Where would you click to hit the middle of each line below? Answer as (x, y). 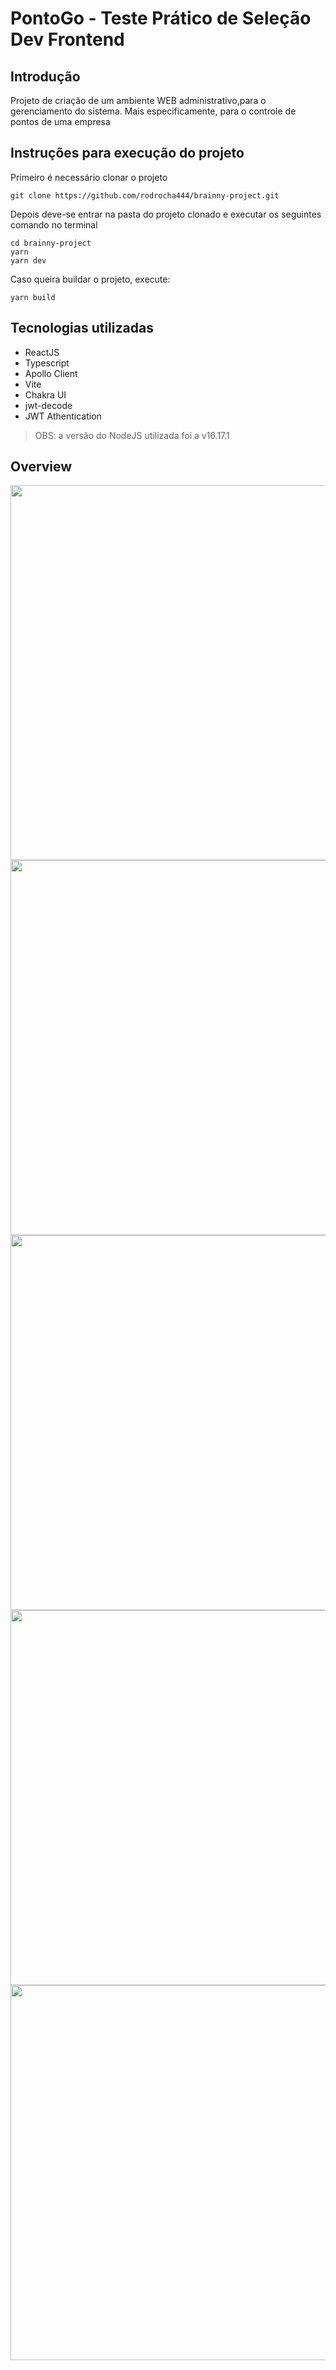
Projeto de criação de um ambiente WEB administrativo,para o (138, 100)
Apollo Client (51, 373)
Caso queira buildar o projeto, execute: (90, 279)
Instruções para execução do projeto (127, 153)
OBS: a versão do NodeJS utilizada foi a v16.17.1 (132, 435)
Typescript (47, 363)
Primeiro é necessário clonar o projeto (89, 177)
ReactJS (42, 352)
